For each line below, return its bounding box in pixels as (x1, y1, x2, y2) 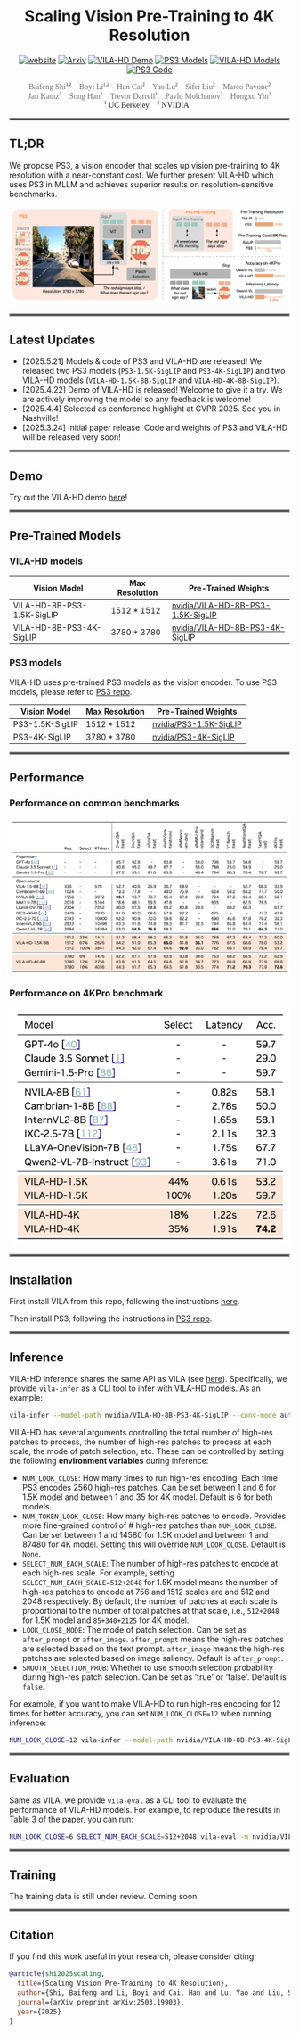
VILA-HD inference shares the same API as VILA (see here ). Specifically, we (9, 1374, 287, 1385)
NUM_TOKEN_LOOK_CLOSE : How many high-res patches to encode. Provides (21, 1510, 287, 1521)
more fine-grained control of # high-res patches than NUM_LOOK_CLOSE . (21, 1520, 278, 1531)
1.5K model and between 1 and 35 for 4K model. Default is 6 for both (21, 1492, 273, 1502)
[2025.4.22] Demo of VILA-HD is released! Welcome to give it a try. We (21, 384, 283, 395)
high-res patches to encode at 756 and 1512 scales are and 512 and (21, 1586, 270, 1597)
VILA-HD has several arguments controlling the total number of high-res (9, 1427, 273, 1437)
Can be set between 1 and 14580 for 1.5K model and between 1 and (21, 1530, 269, 1540)
